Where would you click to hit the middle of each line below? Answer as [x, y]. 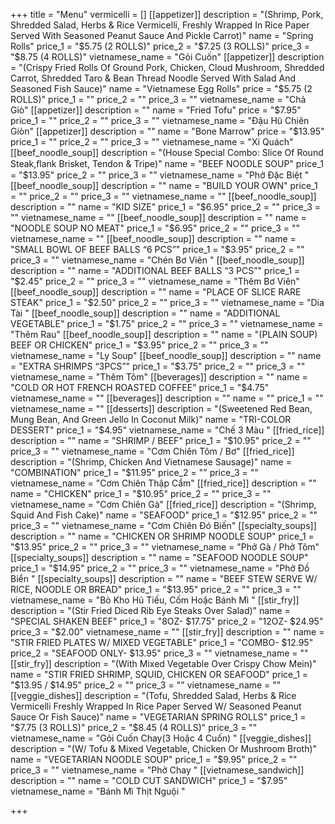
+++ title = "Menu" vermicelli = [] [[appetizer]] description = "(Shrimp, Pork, [167, 14]
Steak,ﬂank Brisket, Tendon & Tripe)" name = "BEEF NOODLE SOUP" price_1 [167, 163]
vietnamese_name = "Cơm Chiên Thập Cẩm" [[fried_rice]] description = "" [163, 483]
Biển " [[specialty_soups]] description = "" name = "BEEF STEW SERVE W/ [164, 578]
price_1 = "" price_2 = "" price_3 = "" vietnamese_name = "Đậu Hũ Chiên [160, 120]
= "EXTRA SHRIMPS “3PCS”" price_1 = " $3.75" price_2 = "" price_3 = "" [158, 366]
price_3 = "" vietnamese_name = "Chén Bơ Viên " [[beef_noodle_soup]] [157, 260]
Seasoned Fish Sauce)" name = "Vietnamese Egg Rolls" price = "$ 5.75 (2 [161, 88]
